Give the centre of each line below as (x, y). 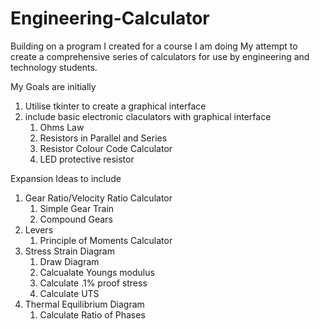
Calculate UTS (69, 293)
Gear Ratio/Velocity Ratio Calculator (98, 198)
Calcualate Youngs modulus (97, 272)
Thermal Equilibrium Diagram (84, 304)
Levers (39, 229)
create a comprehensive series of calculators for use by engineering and (160, 56)
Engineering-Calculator (110, 18)
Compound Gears (76, 219)
